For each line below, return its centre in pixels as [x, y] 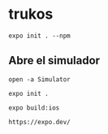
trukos [31, 14]
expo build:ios [34, 108]
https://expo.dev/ [39, 122]
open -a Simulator [39, 79]
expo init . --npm [39, 36]
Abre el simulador [54, 61]
